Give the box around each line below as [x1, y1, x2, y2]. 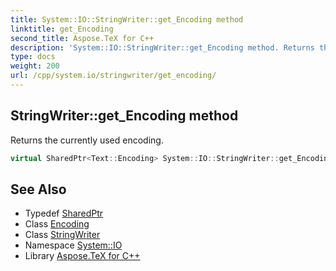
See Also [10, 181, 67, 198]
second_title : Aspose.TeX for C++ [10, 33, 155, 43]
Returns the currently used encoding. [10, 134, 164, 146]
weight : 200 [10, 61, 60, 71]
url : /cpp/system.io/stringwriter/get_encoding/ [10, 71, 217, 81]
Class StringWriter [24, 229, 101, 241]
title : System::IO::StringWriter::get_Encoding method [10, 14, 244, 25]
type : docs [10, 52, 56, 62]
